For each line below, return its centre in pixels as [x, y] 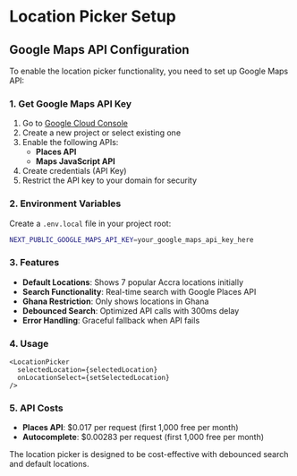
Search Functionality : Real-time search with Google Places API [139, 291]
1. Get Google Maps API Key [71, 103]
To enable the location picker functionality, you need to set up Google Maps [149, 71]
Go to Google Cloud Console [75, 124]
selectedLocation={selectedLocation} [88, 370]
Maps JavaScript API [75, 161]
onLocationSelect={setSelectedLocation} [93, 378]
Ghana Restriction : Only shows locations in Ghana [115, 301]
